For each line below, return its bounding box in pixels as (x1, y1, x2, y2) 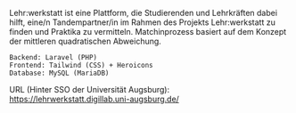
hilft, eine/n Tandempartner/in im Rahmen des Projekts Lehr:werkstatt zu (9, 17, 276, 28)
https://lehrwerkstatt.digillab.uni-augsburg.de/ (9, 93, 180, 104)
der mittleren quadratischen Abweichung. (9, 36, 162, 46)
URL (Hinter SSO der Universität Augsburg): (9, 85, 170, 94)
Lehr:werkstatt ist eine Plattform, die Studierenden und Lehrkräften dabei (9, 8, 278, 18)
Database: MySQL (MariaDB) (9, 69, 110, 77)
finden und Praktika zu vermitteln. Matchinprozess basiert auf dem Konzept (9, 27, 287, 36)
